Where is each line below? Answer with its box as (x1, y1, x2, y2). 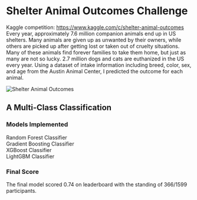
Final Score (6, 167, 40, 176)
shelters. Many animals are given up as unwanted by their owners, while (6, 36, 182, 43)
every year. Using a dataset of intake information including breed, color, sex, (6, 61, 192, 69)
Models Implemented (6, 120, 68, 128)
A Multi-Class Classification (6, 102, 112, 113)
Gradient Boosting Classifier (6, 140, 75, 147)
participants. (6, 187, 37, 194)
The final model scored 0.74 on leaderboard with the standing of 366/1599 (6, 180, 188, 188)
